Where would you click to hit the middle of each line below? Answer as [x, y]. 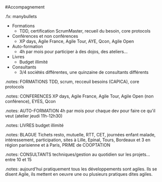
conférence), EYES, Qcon [30, 101]
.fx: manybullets [21, 16]
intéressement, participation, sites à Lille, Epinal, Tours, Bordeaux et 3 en [78, 140]
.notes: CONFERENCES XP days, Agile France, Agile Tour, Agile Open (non [79, 96]
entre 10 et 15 [18, 159]
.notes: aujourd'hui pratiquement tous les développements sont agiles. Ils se [81, 169]
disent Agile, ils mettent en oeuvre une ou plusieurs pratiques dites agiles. [79, 174]
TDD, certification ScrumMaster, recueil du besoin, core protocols [85, 31]
